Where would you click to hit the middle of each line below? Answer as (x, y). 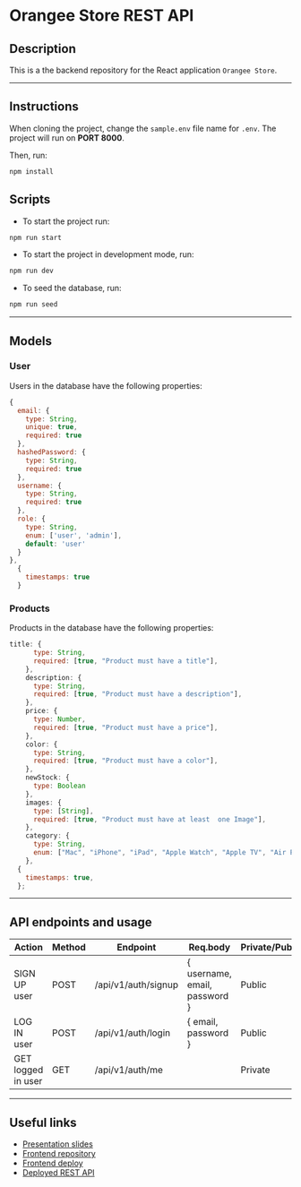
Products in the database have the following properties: (112, 628)
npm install (31, 171)
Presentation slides (58, 1144)
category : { (47, 836)
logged (29, 1070)
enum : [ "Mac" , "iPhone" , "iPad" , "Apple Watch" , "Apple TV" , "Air (159, 853)
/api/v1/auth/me (129, 1070)
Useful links (43, 1122)
